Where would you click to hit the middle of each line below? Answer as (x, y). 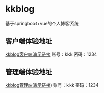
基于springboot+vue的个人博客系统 (42, 23)
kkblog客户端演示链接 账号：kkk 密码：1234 (51, 54)
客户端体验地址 (29, 41)
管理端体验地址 (29, 72)
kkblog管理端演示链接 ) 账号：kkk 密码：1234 (52, 85)
